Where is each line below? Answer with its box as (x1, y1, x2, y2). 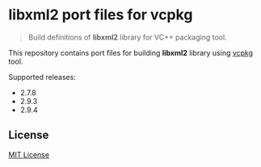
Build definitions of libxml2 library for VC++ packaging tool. (27, 32, 228, 42)
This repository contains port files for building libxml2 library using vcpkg (8, 48, 253, 57)
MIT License (8, 149, 50, 159)
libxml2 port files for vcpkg (8, 6, 193, 24)
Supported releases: (8, 72, 77, 81)
